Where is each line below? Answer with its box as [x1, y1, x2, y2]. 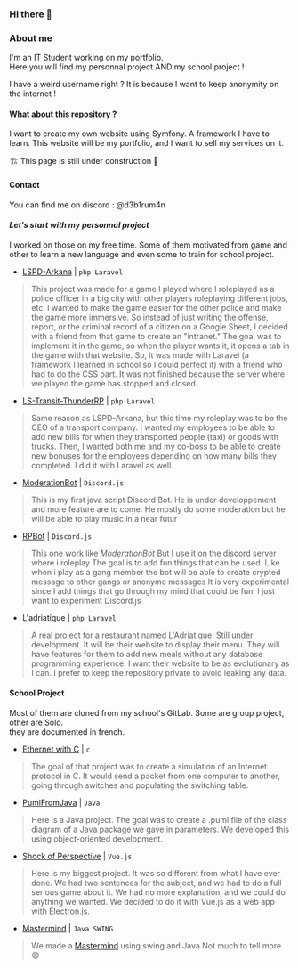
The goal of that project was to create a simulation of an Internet [30, 761, 268, 772]
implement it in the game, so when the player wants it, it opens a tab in [30, 340, 290, 351]
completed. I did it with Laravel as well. [30, 460, 173, 470]
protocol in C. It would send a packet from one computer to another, [30, 770, 280, 782]
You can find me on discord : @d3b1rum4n [9, 199, 166, 210]
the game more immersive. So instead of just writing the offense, [30, 312, 269, 322]
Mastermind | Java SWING [21, 923, 114, 934]
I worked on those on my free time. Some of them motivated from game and [9, 240, 287, 250]
